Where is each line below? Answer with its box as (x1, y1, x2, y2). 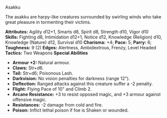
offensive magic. (12, 97, 47, 103)
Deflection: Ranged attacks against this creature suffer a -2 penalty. (12, 81, 153, 87)
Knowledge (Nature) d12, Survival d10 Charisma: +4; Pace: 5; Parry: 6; (5, 39, 152, 45)
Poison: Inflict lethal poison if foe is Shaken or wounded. (12, 107, 129, 113)
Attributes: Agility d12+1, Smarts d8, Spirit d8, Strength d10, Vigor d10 (5, 29, 149, 34)
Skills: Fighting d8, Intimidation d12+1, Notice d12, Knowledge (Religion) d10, (5, 34, 162, 40)
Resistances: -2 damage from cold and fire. (12, 102, 103, 108)
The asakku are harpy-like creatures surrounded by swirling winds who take (5, 14, 162, 19)
